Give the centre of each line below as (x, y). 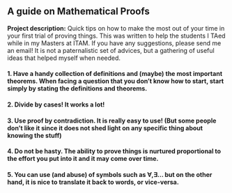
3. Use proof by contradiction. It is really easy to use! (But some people (112, 121)
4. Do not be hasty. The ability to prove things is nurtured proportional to (114, 151)
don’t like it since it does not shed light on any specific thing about (105, 128)
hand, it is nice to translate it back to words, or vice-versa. (93, 182)
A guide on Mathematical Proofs (78, 11)
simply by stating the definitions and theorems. (77, 88)
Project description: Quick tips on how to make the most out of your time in (116, 28)
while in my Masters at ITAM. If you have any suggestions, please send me (114, 43)
